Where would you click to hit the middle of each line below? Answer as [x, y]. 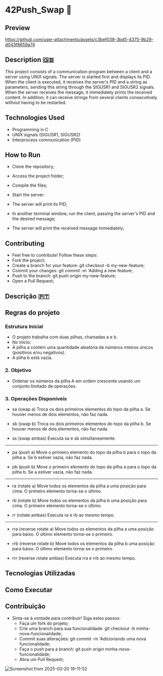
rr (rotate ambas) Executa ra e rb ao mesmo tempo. [63, 515]
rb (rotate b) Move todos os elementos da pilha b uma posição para [79, 500]
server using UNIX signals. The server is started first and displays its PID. [78, 77]
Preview [18, 28]
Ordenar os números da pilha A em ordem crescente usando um [76, 381]
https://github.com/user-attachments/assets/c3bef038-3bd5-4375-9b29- [79, 39]
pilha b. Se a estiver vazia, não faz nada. [52, 472]
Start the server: [28, 195]
